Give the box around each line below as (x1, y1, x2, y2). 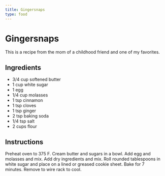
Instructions (5, 138, 43, 146)
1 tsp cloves (12, 103, 36, 109)
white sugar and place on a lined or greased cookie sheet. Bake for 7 (5, 161, 145, 167)
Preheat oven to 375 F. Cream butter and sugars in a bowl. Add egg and (5, 151, 151, 157)
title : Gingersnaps (5, 7, 45, 12)
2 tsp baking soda (12, 113, 49, 119)
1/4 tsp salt (12, 118, 35, 124)
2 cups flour (12, 123, 37, 129)
